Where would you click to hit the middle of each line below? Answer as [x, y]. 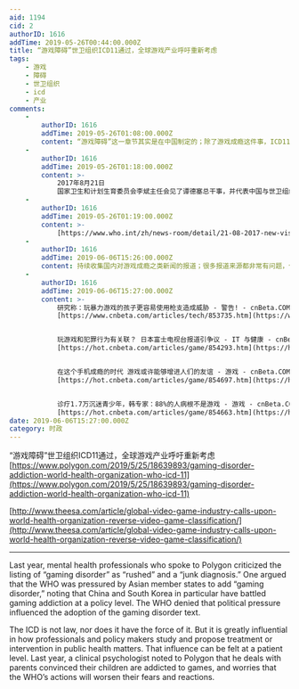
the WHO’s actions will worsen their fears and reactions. [112, 677]
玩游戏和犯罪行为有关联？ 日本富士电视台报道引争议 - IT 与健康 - [164, 340]
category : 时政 [36, 429]
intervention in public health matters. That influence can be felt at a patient [146, 649]
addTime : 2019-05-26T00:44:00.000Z [75, 42]
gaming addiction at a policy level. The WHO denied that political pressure [145, 603]
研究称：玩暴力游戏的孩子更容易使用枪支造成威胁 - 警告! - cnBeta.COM [174, 308]
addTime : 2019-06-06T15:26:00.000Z [107, 258]
